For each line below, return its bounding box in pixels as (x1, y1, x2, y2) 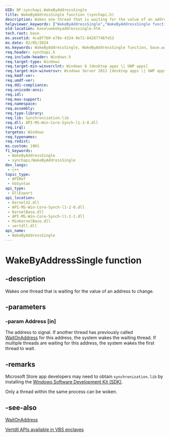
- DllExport (7, 190, 33, 196)
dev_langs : (5, 162, 28, 167)
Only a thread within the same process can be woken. (5, 389, 117, 395)
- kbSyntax (7, 181, 30, 186)
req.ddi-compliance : (5, 82, 49, 87)
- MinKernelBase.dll (7, 219, 51, 224)
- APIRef (7, 176, 26, 182)
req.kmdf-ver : (5, 73, 35, 78)
